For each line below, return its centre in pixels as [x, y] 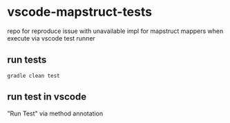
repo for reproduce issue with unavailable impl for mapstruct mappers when [115, 31]
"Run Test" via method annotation [55, 113]
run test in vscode [47, 97]
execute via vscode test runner [51, 38]
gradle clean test [33, 76]
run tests [27, 60]
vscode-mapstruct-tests [80, 12]
